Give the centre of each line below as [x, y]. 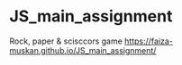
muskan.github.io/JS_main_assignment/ [83, 50]
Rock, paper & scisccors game [66, 41]
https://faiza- [149, 41]
